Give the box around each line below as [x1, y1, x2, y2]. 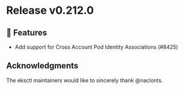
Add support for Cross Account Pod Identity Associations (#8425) [14, 43, 179, 50]
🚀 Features [6, 28, 47, 38]
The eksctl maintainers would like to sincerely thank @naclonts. [6, 76, 163, 84]
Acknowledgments [6, 61, 79, 71]
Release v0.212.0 [6, 4, 94, 17]
